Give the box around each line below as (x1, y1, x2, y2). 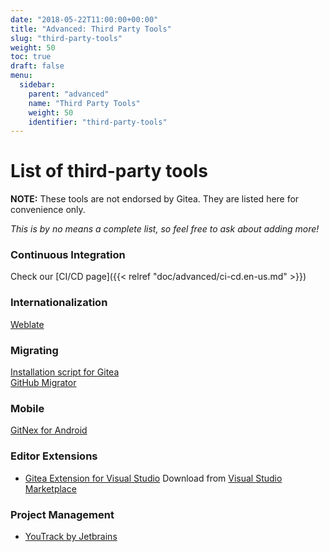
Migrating (10, 343, 59, 357)
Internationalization (10, 296, 108, 310)
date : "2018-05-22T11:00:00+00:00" (10, 14, 159, 25)
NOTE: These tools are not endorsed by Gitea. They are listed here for (10, 193, 300, 205)
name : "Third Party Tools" (28, 98, 141, 108)
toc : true (10, 52, 52, 62)
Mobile (10, 402, 45, 415)
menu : (10, 71, 33, 81)
